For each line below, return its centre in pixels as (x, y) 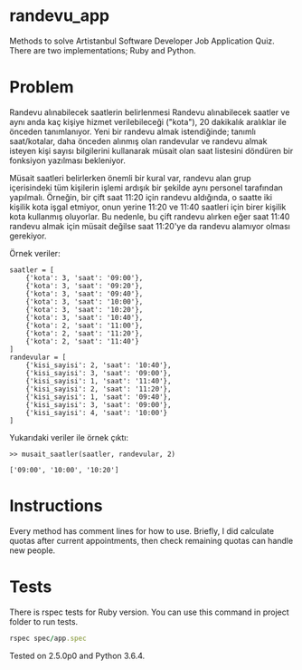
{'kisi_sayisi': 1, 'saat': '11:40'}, (99, 381)
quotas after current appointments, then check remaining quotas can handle (151, 540)
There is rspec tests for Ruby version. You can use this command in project (149, 612)
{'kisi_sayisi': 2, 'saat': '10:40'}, (99, 365)
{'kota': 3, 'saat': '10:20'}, (85, 309)
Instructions (56, 506)
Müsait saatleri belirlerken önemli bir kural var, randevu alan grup (130, 178)
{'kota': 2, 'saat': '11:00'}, (85, 325)
